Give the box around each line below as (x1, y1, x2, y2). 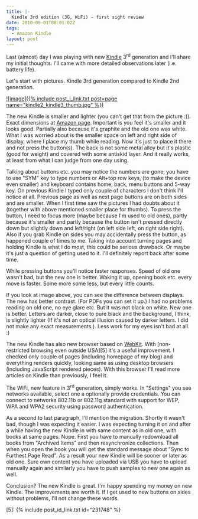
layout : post (6, 36, 38, 42)
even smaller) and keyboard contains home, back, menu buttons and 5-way (6, 181, 190, 188)
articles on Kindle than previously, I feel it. (6, 371, 108, 378)
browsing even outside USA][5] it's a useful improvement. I (31, 347, 174, 354)
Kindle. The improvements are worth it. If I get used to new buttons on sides (6, 488, 191, 496)
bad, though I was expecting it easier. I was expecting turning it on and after (6, 420, 191, 428)
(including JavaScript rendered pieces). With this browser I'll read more (6, 365, 180, 373)
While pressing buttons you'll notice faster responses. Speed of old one (6, 267, 181, 275)
